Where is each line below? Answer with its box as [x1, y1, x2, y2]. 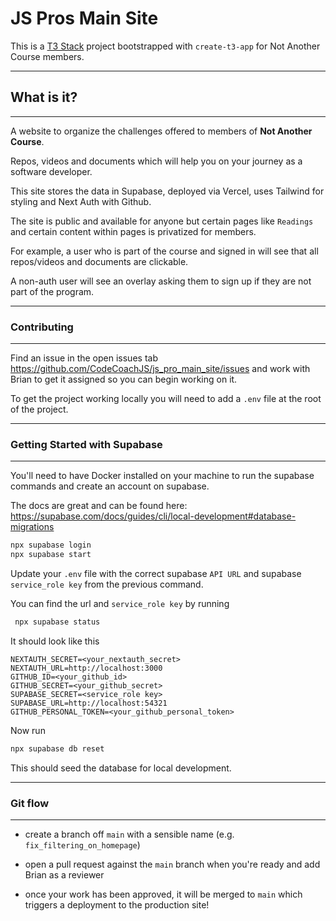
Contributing [10, 320, 74, 334]
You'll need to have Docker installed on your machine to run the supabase [10, 470, 315, 482]
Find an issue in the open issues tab [10, 352, 158, 364]
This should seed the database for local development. [10, 762, 232, 774]
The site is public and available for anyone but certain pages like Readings [10, 215, 314, 227]
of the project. [10, 403, 69, 416]
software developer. [10, 165, 93, 177]
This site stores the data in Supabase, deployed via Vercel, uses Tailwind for [10, 185, 325, 197]
